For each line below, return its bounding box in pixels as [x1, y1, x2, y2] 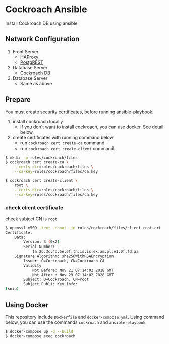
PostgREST [20, 59, 44, 65]
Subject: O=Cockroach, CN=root [23, 277, 89, 282]
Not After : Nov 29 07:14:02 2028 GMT [32, 272, 114, 277]
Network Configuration [5, 35, 80, 43]
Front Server [12, 48, 39, 54]
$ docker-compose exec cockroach [5, 333, 76, 339]
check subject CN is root [5, 216, 58, 222]
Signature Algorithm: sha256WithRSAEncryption [14, 254, 114, 259]
